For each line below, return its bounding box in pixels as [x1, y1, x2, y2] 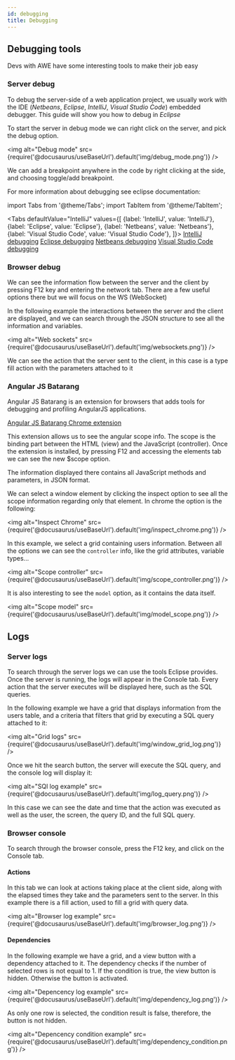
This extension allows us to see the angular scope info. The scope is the [7, 432, 216, 441]
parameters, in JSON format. [7, 476, 90, 485]
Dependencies [7, 935, 51, 944]
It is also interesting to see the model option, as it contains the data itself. [7, 589, 216, 597]
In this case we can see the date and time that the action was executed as [7, 803, 221, 811]
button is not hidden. [7, 1016, 67, 1025]
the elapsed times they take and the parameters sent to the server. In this [7, 891, 219, 899]
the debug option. [7, 131, 59, 139]
